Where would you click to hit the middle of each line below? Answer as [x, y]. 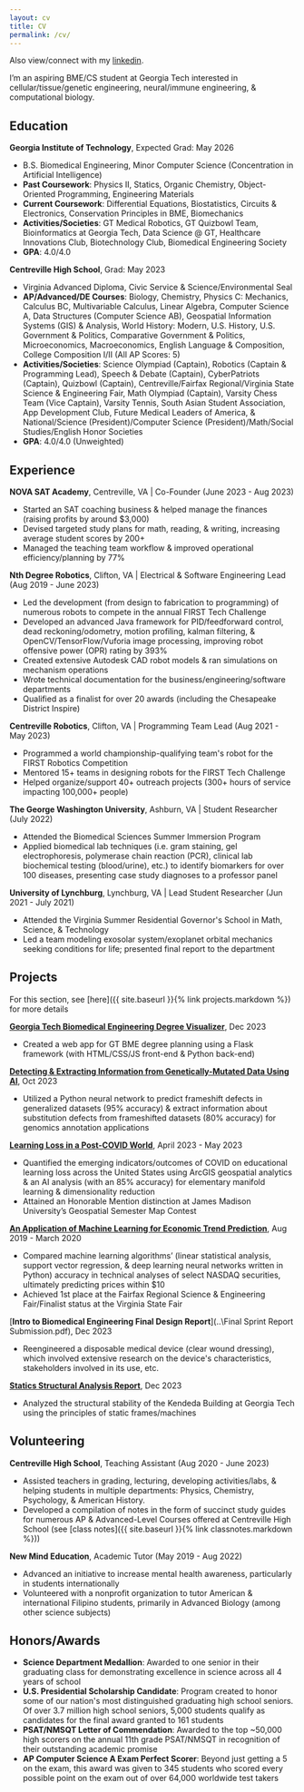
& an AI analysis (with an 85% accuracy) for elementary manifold [144, 1181]
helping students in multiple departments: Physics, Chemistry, [138, 1490]
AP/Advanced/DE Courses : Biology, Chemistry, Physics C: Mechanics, [155, 297]
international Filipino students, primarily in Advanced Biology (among [152, 1602]
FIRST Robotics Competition [75, 763]
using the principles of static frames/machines [109, 1413]
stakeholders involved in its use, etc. [90, 1367]
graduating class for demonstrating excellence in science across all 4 [152, 1672]
